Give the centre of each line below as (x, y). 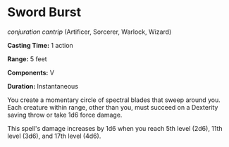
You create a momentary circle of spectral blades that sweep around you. (114, 100)
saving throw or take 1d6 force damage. (65, 115)
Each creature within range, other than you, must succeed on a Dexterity (113, 107)
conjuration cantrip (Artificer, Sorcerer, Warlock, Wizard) (89, 32)
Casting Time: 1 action (41, 45)
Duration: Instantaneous (43, 86)
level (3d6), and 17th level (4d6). (54, 136)
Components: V (31, 72)
